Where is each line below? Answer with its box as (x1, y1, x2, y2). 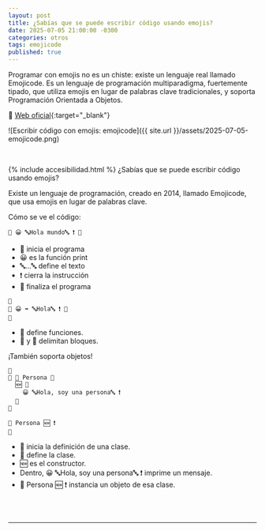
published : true (8, 48, 62, 56)
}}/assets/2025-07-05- (173, 126, 248, 135)
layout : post (8, 11, 51, 20)
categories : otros (8, 33, 69, 42)
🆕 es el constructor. (19, 459, 87, 468)
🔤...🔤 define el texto (19, 262, 85, 270)
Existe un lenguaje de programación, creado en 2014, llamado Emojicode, (8, 189, 247, 198)
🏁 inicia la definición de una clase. (19, 442, 131, 451)
